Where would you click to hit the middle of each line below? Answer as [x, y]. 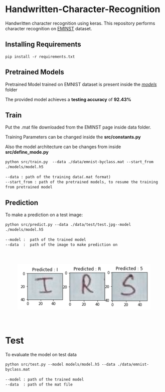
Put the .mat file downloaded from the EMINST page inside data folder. [78, 127]
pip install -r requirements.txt [40, 56]
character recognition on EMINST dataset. [49, 28]
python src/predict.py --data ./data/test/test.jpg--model [68, 225]
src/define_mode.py [27, 152]
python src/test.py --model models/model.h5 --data [60, 364]
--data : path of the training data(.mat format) [58, 177]
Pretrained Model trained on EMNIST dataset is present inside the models [81, 84]
